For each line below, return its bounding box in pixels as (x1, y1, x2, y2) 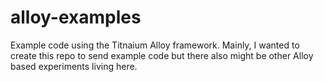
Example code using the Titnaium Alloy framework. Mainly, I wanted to (10, 39, 300, 51)
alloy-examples (10, 6, 142, 29)
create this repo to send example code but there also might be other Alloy (10, 49, 314, 61)
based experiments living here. (10, 60, 138, 72)
